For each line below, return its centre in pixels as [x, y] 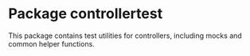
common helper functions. [52, 43]
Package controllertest [86, 14]
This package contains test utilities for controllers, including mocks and [125, 35]
